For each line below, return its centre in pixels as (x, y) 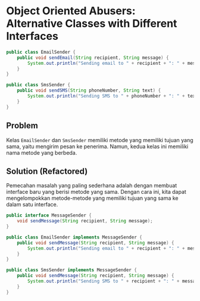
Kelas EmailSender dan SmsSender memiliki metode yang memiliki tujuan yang (100, 140)
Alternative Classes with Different (92, 23)
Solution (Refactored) (47, 171)
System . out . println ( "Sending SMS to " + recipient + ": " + (104, 281)
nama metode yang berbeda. (42, 152)
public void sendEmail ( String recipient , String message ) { (93, 58)
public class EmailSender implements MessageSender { (74, 237)
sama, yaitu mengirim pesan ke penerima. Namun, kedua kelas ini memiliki (97, 146)
